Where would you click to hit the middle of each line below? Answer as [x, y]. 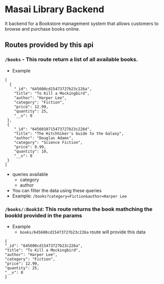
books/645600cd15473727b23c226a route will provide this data [83, 232]
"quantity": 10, [31, 151]
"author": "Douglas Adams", [44, 138]
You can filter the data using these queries [57, 190]
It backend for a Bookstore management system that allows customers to [82, 23]
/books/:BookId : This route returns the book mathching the [79, 209]
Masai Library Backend [54, 9]
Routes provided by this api [49, 45]
